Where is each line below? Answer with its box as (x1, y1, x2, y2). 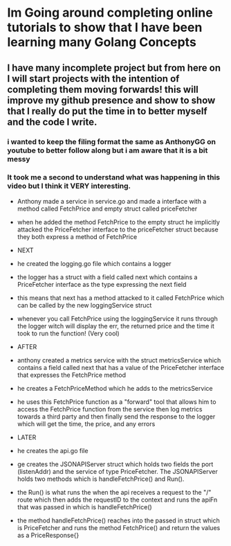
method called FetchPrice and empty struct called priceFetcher (17, 204, 198, 213)
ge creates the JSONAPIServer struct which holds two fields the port (17, 459, 214, 468)
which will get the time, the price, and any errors (17, 419, 156, 428)
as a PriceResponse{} (17, 531, 80, 539)
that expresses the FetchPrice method (17, 371, 127, 379)
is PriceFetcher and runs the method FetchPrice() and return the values (17, 523, 221, 531)
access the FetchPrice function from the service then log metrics (17, 405, 203, 413)
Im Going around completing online (7, 5, 213, 21)
